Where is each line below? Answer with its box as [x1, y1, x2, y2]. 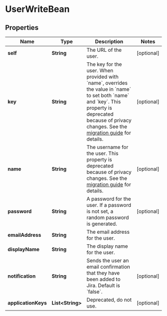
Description [95, 38, 123, 45]
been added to [86, 276, 121, 283]
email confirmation [86, 263, 130, 270]
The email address [86, 228, 130, 235]
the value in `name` [86, 86, 131, 93]
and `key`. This [86, 98, 121, 105]
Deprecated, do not [86, 297, 132, 303]
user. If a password [86, 202, 132, 208]
